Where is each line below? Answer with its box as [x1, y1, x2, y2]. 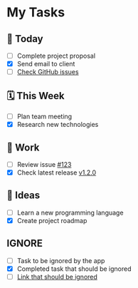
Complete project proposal [16, 51, 96, 60]
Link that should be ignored [16, 272, 97, 281]
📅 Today [6, 33, 43, 45]
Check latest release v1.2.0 [16, 168, 97, 177]
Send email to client [16, 60, 75, 68]
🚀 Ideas [6, 190, 41, 202]
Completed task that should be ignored [16, 264, 132, 273]
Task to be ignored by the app [16, 256, 105, 264]
